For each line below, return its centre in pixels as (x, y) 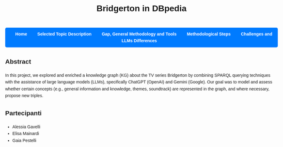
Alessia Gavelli (26, 127)
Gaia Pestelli (24, 140)
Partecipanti (24, 113)
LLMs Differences (139, 41)
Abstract (18, 61)
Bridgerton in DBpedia (141, 8)
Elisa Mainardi (26, 134)
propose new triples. (24, 95)
